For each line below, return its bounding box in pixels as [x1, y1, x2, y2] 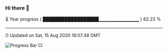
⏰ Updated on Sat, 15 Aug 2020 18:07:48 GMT [5, 32, 101, 38]
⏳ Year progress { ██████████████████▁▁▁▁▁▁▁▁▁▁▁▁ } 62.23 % [5, 16, 161, 22]
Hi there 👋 [5, 4, 30, 11]
